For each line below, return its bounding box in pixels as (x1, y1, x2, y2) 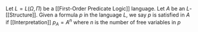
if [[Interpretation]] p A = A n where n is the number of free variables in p (5, 18, 181, 27)
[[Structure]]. (5, 11, 38, 18)
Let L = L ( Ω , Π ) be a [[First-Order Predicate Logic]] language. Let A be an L (5, 5, 190, 12)
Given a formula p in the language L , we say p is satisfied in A (39, 11, 190, 18)
